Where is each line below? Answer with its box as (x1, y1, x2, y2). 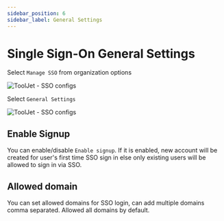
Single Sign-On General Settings (7, 46, 195, 62)
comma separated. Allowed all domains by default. (7, 206, 150, 214)
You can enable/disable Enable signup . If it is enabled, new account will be (7, 146, 218, 155)
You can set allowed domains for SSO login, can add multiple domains (7, 199, 205, 207)
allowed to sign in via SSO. (7, 161, 82, 169)
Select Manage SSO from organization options (7, 68, 132, 77)
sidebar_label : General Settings (7, 16, 103, 23)
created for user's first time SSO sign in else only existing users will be (7, 153, 206, 161)
